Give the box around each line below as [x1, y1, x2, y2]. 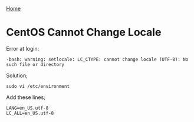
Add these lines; [6, 94, 46, 101]
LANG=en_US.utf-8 [6, 105, 49, 111]
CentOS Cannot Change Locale [6, 26, 162, 39]
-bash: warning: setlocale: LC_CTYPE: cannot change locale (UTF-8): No [6, 56, 189, 62]
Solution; [6, 72, 28, 79]
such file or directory [6, 61, 65, 67]
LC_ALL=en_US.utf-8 [6, 110, 54, 116]
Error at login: [6, 45, 40, 52]
